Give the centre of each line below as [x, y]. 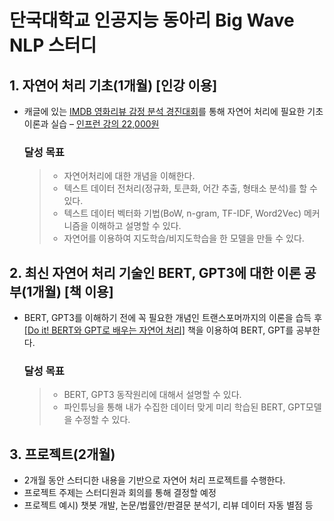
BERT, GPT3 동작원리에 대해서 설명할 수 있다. [152, 395]
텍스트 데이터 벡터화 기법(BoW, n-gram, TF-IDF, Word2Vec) [182, 213]
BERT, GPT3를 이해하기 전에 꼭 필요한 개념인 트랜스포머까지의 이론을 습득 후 [173, 318]
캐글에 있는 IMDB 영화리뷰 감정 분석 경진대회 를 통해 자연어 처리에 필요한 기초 [173, 111]
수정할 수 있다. [102, 420]
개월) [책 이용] [73, 291]
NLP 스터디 [53, 45]
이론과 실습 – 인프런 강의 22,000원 [91, 124]
